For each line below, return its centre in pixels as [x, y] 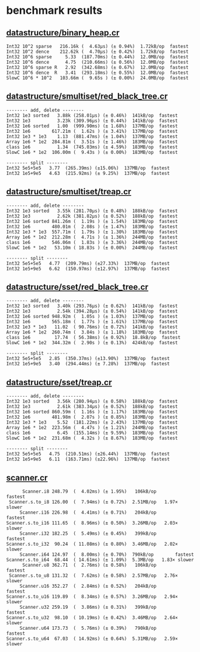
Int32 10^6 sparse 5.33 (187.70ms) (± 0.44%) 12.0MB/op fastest [97, 57]
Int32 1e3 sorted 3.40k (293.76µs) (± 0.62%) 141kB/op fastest [92, 306]
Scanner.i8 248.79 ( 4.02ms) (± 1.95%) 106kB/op [89, 492]
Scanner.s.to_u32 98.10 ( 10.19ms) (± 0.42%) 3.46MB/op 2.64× [92, 618]
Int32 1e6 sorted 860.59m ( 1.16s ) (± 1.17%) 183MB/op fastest [92, 412]
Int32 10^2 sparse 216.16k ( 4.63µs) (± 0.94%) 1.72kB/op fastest [97, 46]
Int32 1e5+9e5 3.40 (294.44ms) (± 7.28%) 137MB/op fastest [88, 364]
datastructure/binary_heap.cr [63, 33]
